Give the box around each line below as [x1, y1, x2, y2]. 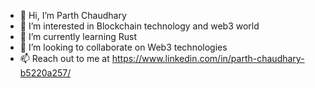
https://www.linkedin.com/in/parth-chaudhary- [111, 53, 305, 64]
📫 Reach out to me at [19, 53, 110, 64]
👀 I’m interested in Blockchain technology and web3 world [19, 20, 260, 32]
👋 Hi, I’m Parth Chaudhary [19, 10, 127, 21]
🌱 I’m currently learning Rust [19, 31, 138, 42]
